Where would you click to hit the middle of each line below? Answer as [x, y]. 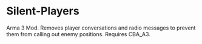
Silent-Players [43, 11]
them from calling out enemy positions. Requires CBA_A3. [78, 34]
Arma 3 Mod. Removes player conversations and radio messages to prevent [101, 28]
